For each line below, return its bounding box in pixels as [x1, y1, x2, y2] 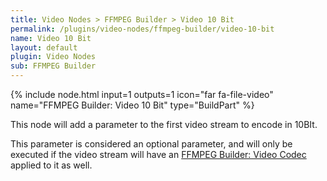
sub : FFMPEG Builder [10, 61, 97, 71]
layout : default [10, 42, 78, 53]
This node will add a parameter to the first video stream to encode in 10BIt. [10, 119, 318, 130]
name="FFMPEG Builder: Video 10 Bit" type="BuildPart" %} [10, 99, 255, 111]
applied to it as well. [10, 159, 93, 171]
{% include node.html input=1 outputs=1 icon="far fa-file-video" [10, 89, 274, 100]
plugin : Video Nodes [10, 52, 97, 62]
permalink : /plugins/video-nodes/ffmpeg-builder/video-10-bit [10, 24, 275, 34]
